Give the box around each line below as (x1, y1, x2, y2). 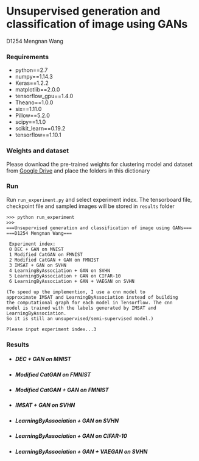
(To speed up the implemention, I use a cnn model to (6, 288, 146, 295)
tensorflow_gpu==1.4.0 (15, 93, 74, 100)
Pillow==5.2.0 (15, 112, 51, 120)
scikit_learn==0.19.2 (15, 125, 66, 132)
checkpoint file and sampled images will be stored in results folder (6, 202, 175, 210)
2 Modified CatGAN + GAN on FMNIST (9, 257, 99, 263)
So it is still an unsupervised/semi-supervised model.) (6, 315, 154, 321)
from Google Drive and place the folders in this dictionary (6, 166, 150, 174)
